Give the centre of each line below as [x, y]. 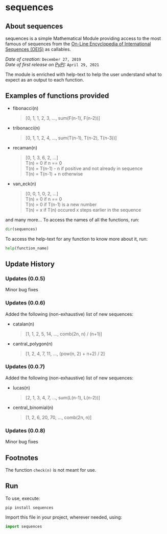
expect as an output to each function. [45, 80]
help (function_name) [27, 248]
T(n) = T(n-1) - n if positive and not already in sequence [84, 168]
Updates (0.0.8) [25, 430]
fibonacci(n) [26, 108]
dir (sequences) [21, 229]
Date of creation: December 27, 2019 [43, 59]
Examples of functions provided [57, 96]
